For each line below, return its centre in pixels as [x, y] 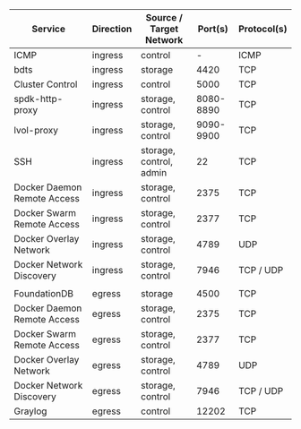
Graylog [30, 411]
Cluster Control [46, 84]
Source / [164, 17]
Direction [112, 29]
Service [48, 29]
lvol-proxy [36, 130]
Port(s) [213, 29]
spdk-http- [39, 99]
